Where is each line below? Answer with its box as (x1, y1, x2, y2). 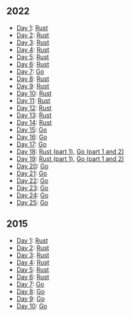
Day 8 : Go (16, 287, 45, 295)
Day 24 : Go (16, 191, 49, 199)
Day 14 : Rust (16, 118, 52, 126)
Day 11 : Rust (16, 96, 51, 105)
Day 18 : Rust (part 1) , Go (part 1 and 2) (16, 147, 124, 155)
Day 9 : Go (16, 294, 45, 303)
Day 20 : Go (16, 162, 49, 170)
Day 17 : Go (16, 140, 47, 148)
